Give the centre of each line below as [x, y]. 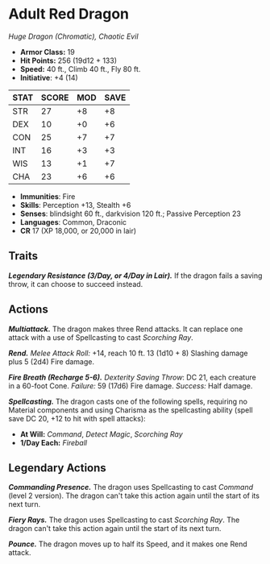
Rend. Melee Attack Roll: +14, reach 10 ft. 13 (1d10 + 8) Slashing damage [128, 353]
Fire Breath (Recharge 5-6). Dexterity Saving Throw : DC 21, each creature [132, 377]
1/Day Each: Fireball [53, 442]
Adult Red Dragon [69, 14]
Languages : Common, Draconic [73, 222]
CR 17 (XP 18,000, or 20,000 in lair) [78, 230]
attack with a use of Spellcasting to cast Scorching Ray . [101, 337]
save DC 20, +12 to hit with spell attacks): [77, 418]
